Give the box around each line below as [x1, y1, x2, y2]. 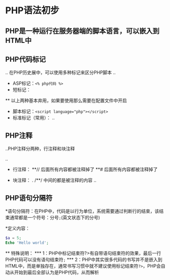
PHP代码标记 [5, 55, 46, 64]
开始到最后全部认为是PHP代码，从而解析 [14, 269, 99, 275]
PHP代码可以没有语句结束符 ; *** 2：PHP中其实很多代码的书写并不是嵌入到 [5, 256, 163, 263]
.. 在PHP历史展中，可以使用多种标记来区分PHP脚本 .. [5, 69, 116, 75]
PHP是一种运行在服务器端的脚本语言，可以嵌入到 [5, 27, 159, 35]
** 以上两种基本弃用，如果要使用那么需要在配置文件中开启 [5, 97, 127, 104]
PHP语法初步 [5, 5, 60, 16]
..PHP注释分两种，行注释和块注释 [5, 146, 75, 152]
